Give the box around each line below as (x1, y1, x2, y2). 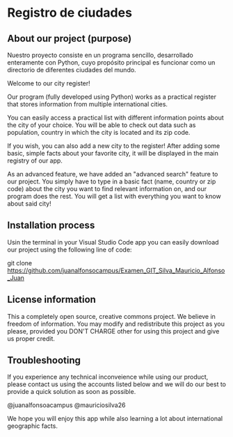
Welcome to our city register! (7, 79, 90, 88)
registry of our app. (7, 156, 63, 165)
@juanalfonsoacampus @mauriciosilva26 (7, 401, 126, 409)
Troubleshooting (7, 354, 81, 366)
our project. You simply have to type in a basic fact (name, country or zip (7, 177, 216, 185)
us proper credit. (7, 334, 56, 343)
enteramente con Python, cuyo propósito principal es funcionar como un (7, 58, 216, 67)
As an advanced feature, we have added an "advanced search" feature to (7, 170, 218, 178)
